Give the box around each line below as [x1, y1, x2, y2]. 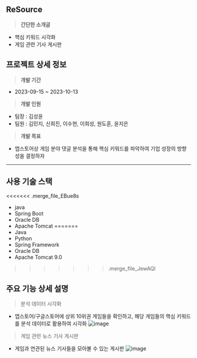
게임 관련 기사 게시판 [14, 40, 62, 48]
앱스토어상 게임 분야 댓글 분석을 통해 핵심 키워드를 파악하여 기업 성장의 [14, 145, 176, 152]
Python [14, 235, 32, 242]
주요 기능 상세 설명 [6, 283, 69, 293]
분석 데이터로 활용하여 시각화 [21, 320, 87, 327]
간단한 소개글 [20, 21, 51, 28]
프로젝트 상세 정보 [6, 60, 67, 70]
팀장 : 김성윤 [14, 113, 43, 120]
